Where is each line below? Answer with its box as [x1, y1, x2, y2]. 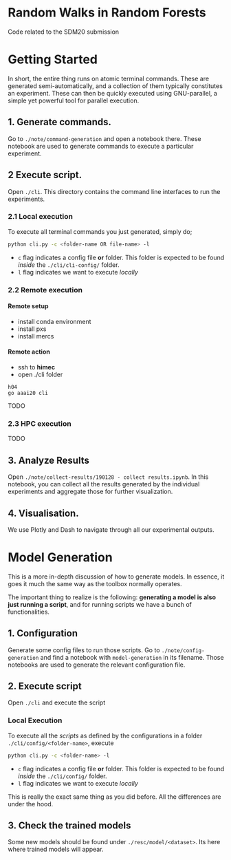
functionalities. [8, 608, 50, 616]
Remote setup [8, 302, 49, 310]
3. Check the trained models [8, 820, 131, 832]
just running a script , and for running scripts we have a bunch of [8, 600, 192, 608]
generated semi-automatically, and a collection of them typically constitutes [8, 81, 223, 90]
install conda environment [17, 317, 91, 325]
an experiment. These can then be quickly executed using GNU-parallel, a [8, 89, 217, 97]
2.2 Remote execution [8, 285, 83, 294]
